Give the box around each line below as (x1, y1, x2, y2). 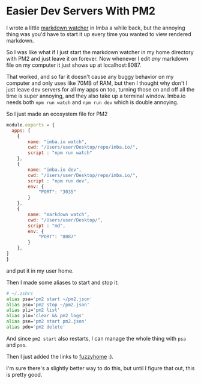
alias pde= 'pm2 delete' (6, 324, 66, 330)
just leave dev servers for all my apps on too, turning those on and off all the (6, 85, 195, 93)
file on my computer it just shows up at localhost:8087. (6, 61, 142, 69)
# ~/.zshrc (6, 290, 34, 296)
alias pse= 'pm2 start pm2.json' (6, 318, 87, 324)
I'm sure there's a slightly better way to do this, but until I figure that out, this (6, 364, 195, 371)
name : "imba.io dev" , (28, 167, 82, 173)
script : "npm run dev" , (28, 178, 90, 184)
